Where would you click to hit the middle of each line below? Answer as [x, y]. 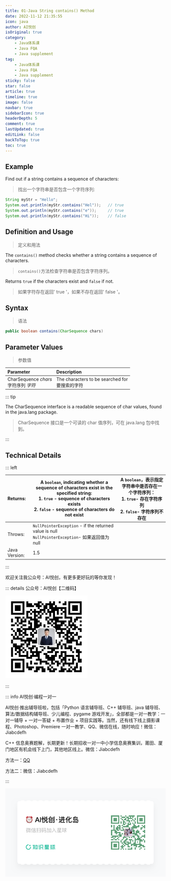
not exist [74, 515]
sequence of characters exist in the [74, 488]
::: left [11, 468]
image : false [19, 102]
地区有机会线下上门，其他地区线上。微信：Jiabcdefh [65, 749]
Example [19, 167]
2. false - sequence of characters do [74, 509]
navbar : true [19, 108]
